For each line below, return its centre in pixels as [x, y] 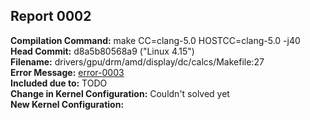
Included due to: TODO [59, 83]
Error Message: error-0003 [67, 72]
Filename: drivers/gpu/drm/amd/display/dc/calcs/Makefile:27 [137, 61]
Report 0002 [51, 16]
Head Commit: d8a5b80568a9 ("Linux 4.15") [102, 51]
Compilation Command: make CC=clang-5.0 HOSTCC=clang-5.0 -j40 [155, 40]
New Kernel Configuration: [67, 104]
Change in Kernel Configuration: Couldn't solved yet [120, 93]
